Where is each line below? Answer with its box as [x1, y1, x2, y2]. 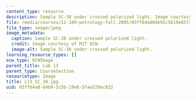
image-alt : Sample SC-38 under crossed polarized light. [11, 47, 153, 52]
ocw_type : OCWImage [6, 57, 54, 63]
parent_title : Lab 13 [6, 62, 59, 69]
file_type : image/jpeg [6, 24, 61, 31]
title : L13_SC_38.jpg [6, 79, 59, 85]
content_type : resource [6, 8, 64, 15]
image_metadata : [6, 30, 45, 36]
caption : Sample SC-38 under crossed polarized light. [11, 36, 148, 41]
